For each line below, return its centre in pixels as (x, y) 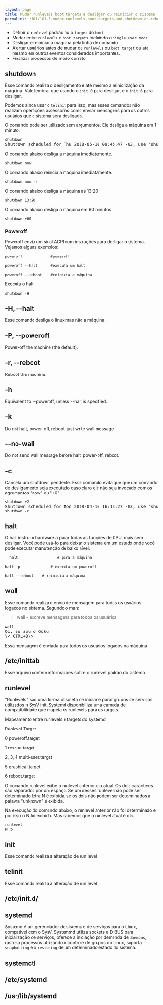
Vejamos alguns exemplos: (32, 247)
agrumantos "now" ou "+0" (32, 493)
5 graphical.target (23, 767)
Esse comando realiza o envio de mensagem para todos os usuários (73, 602)
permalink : (16, 19)
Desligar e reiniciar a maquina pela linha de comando (65, 43)
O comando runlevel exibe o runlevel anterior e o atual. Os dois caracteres (79, 786)
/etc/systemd (26, 980)
